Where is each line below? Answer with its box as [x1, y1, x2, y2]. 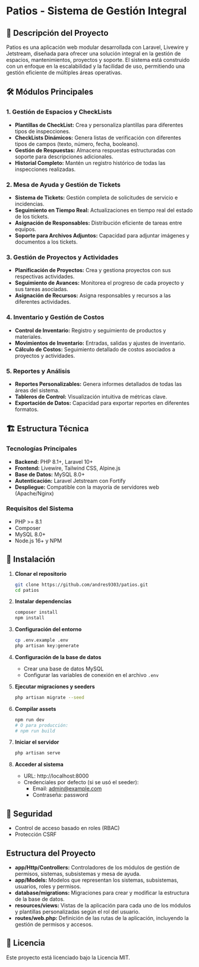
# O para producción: [14, 722, 68, 728]
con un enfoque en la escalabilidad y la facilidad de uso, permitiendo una [6, 63, 185, 70]
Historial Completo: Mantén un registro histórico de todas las [14, 159, 166, 166]
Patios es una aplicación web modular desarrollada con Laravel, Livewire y [6, 43, 189, 51]
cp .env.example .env [14, 637, 68, 644]
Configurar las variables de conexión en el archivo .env [23, 671, 159, 678]
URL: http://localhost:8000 [23, 772, 89, 779]
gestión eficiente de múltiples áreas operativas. [6, 69, 122, 76]
